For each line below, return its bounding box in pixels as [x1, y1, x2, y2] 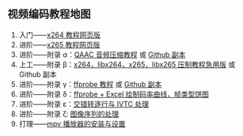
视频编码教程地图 [7, 7, 91, 21]
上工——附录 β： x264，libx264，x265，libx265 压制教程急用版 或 [18, 59, 236, 69]
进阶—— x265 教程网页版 [18, 40, 101, 49]
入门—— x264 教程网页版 [18, 30, 101, 40]
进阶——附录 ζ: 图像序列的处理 [18, 109, 120, 119]
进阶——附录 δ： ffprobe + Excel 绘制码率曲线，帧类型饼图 [18, 89, 209, 99]
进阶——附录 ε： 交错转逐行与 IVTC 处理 [18, 99, 150, 108]
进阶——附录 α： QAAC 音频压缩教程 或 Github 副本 [18, 50, 186, 59]
